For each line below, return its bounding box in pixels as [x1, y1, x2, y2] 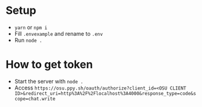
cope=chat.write [14, 96, 56, 102]
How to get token [5, 58, 93, 71]
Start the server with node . [14, 77, 83, 85]
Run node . [14, 36, 43, 44]
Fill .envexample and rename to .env [14, 30, 103, 37]
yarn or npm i [14, 24, 48, 31]
